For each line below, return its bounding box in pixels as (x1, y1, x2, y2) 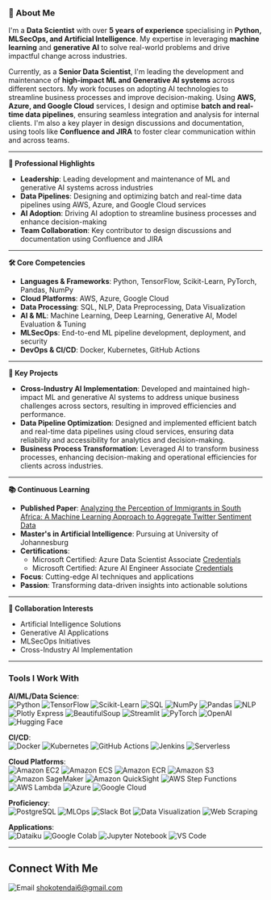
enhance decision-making (19, 217, 107, 227)
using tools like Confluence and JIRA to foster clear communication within (8, 127, 256, 136)
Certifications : (19, 546, 70, 556)
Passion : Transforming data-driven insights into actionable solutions (19, 581, 248, 590)
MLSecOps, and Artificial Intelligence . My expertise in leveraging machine (8, 34, 260, 44)
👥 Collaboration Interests (8, 604, 94, 614)
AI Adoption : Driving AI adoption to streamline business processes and (19, 209, 256, 219)
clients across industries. (19, 461, 103, 471)
